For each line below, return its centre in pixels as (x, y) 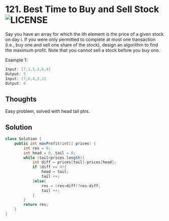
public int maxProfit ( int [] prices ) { (55, 143)
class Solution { (24, 139)
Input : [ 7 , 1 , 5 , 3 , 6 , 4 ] (28, 69)
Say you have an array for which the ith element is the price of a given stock (85, 34)
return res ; (36, 205)
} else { (39, 181)
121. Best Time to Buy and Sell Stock (82, 9)
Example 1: (16, 60)
